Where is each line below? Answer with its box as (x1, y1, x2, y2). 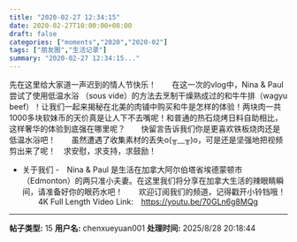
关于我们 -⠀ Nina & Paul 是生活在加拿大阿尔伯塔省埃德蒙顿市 (21, 164, 243, 175)
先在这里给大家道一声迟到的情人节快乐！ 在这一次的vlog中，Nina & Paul (9, 79, 285, 89)
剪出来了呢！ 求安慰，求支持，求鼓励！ (9, 146, 157, 155)
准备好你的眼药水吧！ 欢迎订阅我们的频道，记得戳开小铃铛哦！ (45, 186, 286, 197)
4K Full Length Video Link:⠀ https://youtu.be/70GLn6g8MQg (38, 196, 259, 207)
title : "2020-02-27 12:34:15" (9, 12, 121, 22)
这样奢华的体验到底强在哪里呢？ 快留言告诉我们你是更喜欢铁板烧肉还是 (9, 124, 281, 133)
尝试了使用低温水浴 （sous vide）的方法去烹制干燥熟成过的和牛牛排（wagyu (9, 90, 288, 101)
